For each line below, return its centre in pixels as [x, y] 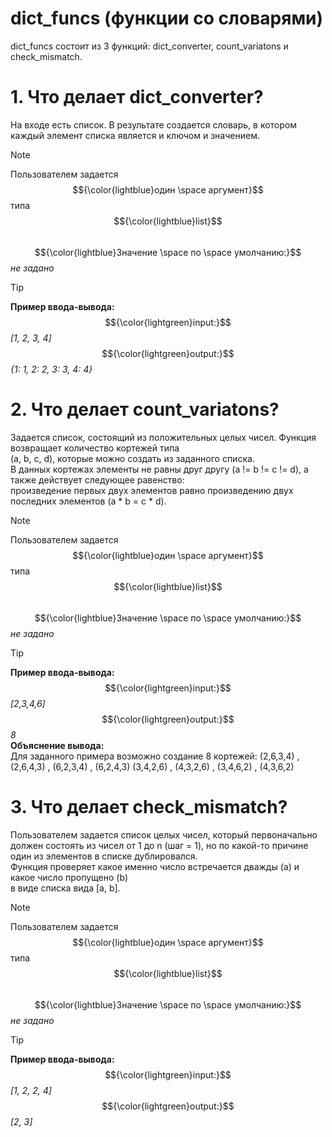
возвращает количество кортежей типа [95, 448]
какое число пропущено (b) [69, 877]
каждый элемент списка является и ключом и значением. [135, 135]
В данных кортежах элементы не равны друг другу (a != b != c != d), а [159, 469]
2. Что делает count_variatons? [145, 409]
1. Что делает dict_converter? [137, 97]
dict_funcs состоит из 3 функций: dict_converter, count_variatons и [149, 46]
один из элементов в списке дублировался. [104, 856]
